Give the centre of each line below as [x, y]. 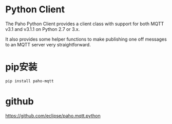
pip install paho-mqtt [30, 81]
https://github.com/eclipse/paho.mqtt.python [53, 116]
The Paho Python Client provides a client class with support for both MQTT [85, 24]
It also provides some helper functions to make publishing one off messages [86, 39]
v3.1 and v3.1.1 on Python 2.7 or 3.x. [43, 29]
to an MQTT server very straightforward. [48, 44]
